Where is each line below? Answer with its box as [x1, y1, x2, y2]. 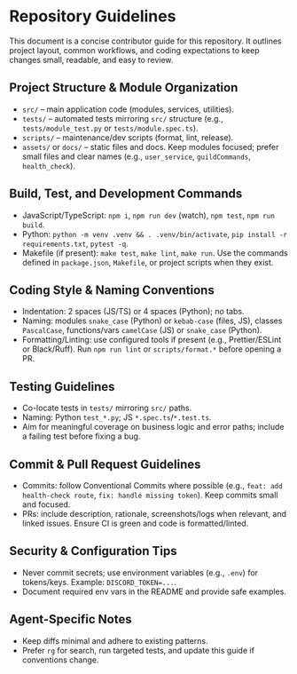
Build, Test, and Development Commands [9, 186, 243, 202]
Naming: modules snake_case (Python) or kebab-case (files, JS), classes [21, 315, 283, 326]
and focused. [21, 499, 71, 510]
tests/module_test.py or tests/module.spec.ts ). [21, 123, 199, 133]
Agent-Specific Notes [9, 612, 132, 627]
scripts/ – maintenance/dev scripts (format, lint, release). [21, 131, 234, 143]
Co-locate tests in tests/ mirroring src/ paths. [21, 402, 192, 414]
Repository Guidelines [9, 6, 176, 27]
